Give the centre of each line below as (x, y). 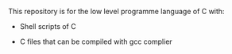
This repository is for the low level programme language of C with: (116, 11)
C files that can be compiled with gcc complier (96, 41)
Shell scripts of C (48, 26)
